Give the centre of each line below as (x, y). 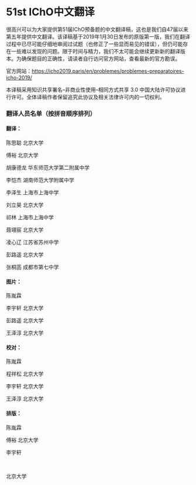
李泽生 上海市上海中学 (32, 192)
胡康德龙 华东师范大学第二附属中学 (48, 168)
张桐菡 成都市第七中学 (32, 267)
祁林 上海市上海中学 (30, 218)
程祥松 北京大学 (25, 374)
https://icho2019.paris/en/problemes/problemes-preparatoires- (108, 71)
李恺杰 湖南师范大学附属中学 (40, 180)
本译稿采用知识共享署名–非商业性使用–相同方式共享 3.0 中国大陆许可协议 (93, 90)
